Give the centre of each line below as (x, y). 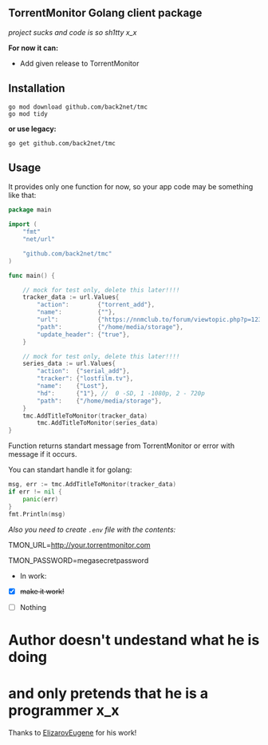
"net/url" (39, 240)
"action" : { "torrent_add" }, (96, 305)
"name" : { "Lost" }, (73, 386)
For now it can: (33, 48)
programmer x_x (64, 711)
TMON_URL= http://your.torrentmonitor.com (79, 545)
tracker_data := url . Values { (71, 297)
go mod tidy (28, 114)
